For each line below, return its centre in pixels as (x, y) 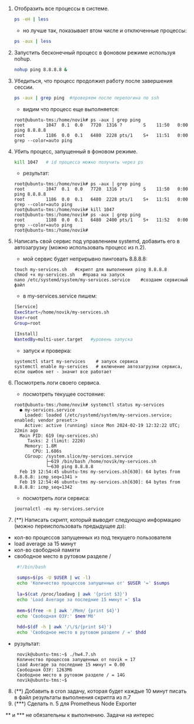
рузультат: (27, 644)
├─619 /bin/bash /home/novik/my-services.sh (101, 461)
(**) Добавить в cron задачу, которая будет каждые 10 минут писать (100, 691)
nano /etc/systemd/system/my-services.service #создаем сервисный (101, 280)
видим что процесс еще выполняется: (71, 109)
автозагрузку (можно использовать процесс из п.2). (80, 248)
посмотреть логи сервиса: (56, 498)
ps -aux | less (33, 41)
